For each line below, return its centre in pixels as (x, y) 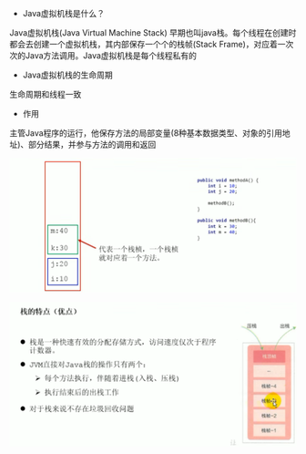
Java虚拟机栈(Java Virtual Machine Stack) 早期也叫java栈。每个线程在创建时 (153, 33)
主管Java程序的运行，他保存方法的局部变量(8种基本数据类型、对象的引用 (146, 133)
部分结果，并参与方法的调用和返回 (92, 144)
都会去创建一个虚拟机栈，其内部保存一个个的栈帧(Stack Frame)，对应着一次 (152, 44)
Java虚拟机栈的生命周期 (68, 75)
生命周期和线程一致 (46, 94)
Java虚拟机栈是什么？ (64, 13)
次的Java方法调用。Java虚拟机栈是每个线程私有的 (103, 56)
